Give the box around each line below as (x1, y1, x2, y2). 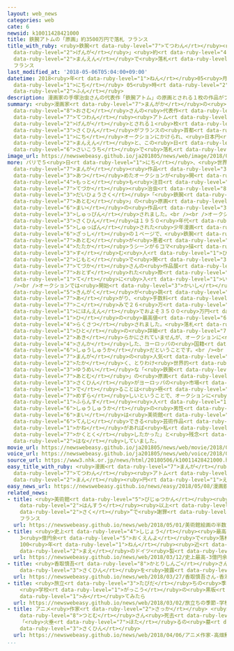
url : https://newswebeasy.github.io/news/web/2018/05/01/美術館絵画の (13, 521, 217, 528)
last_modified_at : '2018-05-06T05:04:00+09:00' (7, 68, 148, 75)
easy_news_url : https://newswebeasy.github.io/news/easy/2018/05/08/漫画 (7, 483, 224, 489)
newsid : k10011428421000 (7, 29, 79, 37)
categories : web (7, 17, 54, 24)
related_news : (7, 489, 49, 496)
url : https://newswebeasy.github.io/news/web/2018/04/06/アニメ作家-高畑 (13, 632, 225, 638)
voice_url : (7, 450, 39, 457)
